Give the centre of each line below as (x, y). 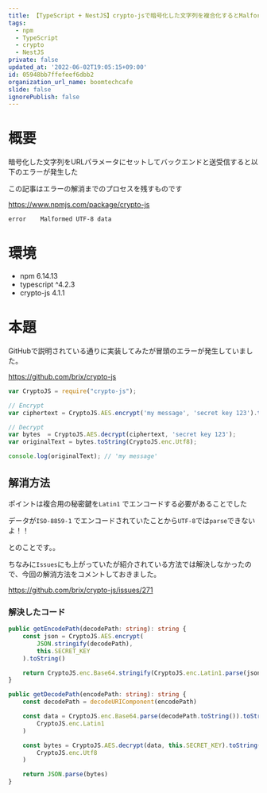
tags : (17, 23)
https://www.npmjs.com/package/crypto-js (79, 205)
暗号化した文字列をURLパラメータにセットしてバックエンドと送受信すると (130, 162)
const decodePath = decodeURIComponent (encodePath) (110, 702)
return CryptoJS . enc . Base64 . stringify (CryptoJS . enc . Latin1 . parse (133, 673)
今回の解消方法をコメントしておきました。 (91, 574)
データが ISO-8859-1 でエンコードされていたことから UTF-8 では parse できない (132, 520)
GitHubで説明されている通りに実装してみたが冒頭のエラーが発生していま (127, 351)
